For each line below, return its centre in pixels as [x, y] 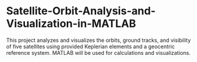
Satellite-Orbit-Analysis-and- [81, 11]
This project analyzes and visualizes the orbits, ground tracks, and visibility [98, 40]
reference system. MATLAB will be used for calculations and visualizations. [98, 52]
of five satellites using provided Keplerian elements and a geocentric [90, 46]
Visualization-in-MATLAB [71, 24]
